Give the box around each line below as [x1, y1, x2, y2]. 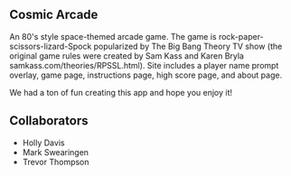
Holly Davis [22, 137, 65, 148]
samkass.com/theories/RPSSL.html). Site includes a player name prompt [9, 60, 279, 70]
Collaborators [9, 113, 89, 129]
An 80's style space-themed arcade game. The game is [9, 31, 217, 42]
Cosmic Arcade [9, 7, 99, 23]
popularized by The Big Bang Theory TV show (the [93, 41, 283, 51]
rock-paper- [218, 31, 264, 42]
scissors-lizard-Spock [9, 41, 92, 51]
